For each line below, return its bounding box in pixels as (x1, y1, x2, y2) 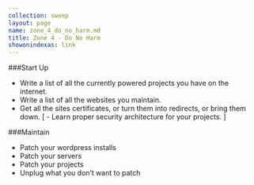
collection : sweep (8, 11, 69, 20)
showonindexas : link (8, 41, 77, 49)
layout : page (8, 19, 51, 27)
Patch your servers (19, 152, 82, 161)
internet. (19, 87, 47, 96)
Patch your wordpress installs (19, 143, 117, 152)
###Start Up (8, 63, 49, 72)
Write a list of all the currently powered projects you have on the (19, 79, 229, 88)
